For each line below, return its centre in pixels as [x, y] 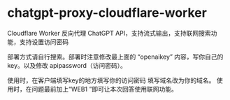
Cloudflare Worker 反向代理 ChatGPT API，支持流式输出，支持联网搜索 [109, 33]
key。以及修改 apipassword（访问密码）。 [67, 65]
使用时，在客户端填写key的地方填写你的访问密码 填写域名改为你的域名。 [111, 80]
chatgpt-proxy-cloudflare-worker [107, 13]
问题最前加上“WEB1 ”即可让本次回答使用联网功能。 [105, 89]
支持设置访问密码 [44, 42]
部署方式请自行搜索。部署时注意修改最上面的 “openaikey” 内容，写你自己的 [115, 57]
